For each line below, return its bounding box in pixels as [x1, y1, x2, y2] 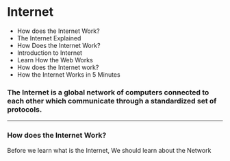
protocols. [7, 104, 42, 114]
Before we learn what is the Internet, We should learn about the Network [7, 146, 212, 154]
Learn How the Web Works [16, 55, 94, 64]
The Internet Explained [16, 34, 81, 42]
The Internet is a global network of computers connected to [7, 87, 209, 97]
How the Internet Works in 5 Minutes [16, 70, 121, 79]
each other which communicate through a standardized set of [7, 96, 217, 106]
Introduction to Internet [16, 49, 83, 57]
